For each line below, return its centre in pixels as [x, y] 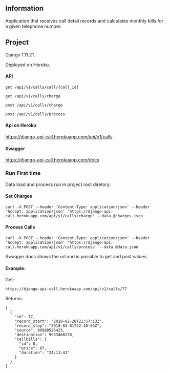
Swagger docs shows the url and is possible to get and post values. [77, 256]
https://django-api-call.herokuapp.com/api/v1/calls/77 [66, 289]
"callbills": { [31, 339]
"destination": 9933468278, [44, 335]
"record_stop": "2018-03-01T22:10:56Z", [58, 326]
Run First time [23, 173]
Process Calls [20, 227]
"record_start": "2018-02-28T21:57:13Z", [59, 322]
